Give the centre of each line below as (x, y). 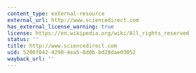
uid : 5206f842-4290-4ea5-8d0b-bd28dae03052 (72, 53)
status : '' (23, 40)
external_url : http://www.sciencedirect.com (73, 20)
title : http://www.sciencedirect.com (62, 46)
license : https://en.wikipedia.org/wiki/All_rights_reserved (98, 33)
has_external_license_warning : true (61, 26)
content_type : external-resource (56, 14)
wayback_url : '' (31, 59)
